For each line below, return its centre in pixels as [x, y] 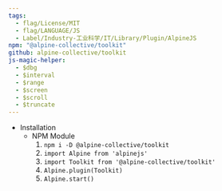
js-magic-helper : [37, 61]
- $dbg [26, 68]
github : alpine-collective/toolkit [67, 53]
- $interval [36, 75]
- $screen [32, 90]
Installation [38, 128]
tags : [17, 16]
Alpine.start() [69, 179]
